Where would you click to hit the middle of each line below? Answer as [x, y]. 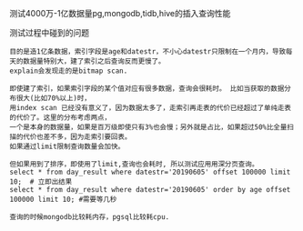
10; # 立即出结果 [41, 182]
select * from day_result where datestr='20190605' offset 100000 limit [150, 172]
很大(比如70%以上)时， [53, 98]
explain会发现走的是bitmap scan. [69, 71]
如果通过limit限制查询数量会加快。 [67, 146]
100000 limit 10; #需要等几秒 [63, 199]
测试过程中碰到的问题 [49, 33]
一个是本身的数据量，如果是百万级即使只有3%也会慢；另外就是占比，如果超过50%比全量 [148, 127]
